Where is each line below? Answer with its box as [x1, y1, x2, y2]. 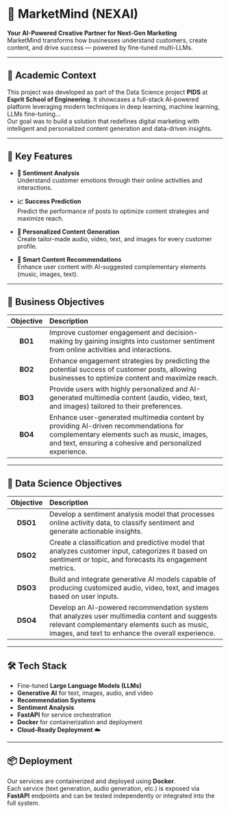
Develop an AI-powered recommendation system [49, 603, 209, 613]
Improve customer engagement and [49, 328, 164, 338]
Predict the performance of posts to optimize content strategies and [16, 207, 209, 215]
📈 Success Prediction [16, 197, 81, 205]
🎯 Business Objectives [7, 296, 105, 308]
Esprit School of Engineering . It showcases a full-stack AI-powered [7, 95, 199, 103]
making [49, 336, 73, 346]
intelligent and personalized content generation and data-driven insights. [7, 124, 213, 132]
